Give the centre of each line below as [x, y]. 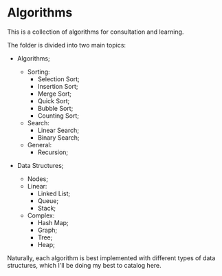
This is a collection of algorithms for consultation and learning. [96, 32]
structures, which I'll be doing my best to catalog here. [84, 265]
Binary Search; [59, 137]
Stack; [47, 208]
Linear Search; [58, 130]
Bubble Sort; [55, 108]
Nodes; [37, 179]
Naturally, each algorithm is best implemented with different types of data [111, 258]
